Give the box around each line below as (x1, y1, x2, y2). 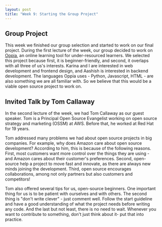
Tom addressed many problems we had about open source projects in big (5, 135, 152, 141)
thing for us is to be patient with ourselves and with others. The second (5, 191, 147, 197)
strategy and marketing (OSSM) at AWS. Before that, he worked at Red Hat (5, 121, 154, 126)
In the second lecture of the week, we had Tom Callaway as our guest (5, 110, 144, 116)
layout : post (5, 7, 31, 12)
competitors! (5, 176, 30, 182)
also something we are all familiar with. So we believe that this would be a (5, 78, 151, 84)
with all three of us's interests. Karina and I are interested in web (5, 63, 133, 69)
